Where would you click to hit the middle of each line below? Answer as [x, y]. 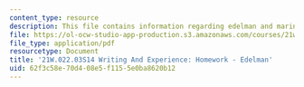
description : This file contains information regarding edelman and [141, 26]
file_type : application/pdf [62, 43]
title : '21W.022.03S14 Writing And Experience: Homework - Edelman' [141, 60]
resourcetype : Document [54, 52]
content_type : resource [54, 18]
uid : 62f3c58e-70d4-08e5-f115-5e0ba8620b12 [93, 69]
